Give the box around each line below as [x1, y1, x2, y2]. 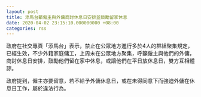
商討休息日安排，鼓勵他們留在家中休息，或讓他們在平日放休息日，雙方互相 [6, 57, 190, 64]
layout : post [6, 8, 39, 15]
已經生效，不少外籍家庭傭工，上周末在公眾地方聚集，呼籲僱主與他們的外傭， [6, 50, 195, 57]
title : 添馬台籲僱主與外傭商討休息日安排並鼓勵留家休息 [6, 14, 127, 20]
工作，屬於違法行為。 [16, 85, 69, 92]
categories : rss [6, 25, 47, 32]
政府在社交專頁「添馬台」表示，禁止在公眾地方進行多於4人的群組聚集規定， [6, 42, 193, 49]
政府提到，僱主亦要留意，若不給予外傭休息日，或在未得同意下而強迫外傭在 [6, 77, 190, 85]
